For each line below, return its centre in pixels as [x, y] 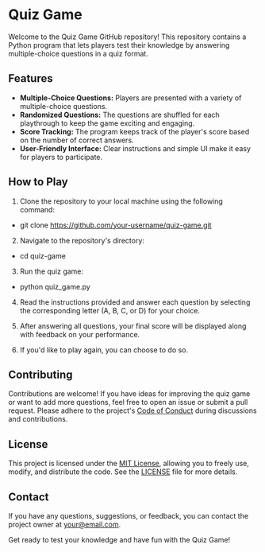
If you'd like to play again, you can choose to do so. [104, 350]
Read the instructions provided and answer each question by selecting [135, 302]
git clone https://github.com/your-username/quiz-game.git [115, 225]
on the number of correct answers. [77, 140]
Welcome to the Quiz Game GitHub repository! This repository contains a [127, 37]
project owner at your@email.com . [65, 524]
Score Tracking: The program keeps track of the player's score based [134, 131]
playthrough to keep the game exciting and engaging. [107, 123]
